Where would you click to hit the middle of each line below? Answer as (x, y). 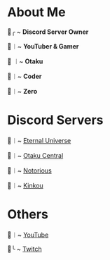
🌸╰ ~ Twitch (25, 249)
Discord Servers (55, 120)
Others (28, 215)
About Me (36, 12)
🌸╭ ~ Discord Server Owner (48, 32)
